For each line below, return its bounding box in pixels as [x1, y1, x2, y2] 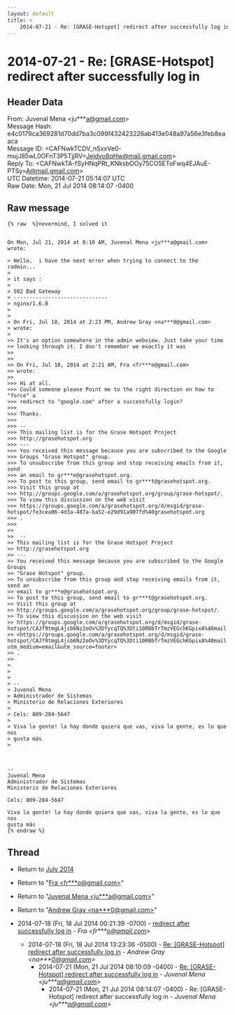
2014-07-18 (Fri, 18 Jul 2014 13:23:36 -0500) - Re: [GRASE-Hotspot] [27, 940, 225, 948]
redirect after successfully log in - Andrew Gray [27, 948, 166, 956]
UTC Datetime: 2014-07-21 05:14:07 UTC [7, 174, 125, 183]
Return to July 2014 [17, 865, 74, 873]
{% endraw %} [7, 827, 45, 834]
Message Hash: [7, 122, 52, 130]
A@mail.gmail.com [25, 167, 80, 175]
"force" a [7, 392, 36, 399]
